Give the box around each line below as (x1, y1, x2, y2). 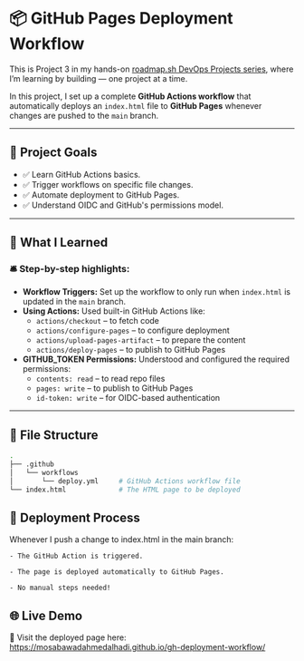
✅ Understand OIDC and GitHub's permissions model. (22, 199, 224, 210)
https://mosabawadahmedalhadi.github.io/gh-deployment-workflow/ (9, 642, 266, 653)
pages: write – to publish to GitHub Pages (35, 383, 194, 394)
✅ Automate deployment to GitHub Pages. (22, 189, 180, 200)
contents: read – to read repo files (35, 374, 166, 384)
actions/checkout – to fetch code (35, 316, 160, 326)
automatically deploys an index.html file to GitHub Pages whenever (9, 100, 262, 111)
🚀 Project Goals (9, 145, 98, 160)
